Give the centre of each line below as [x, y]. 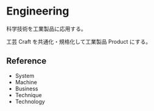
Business [26, 89]
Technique [28, 95]
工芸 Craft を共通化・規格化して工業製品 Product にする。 [79, 41]
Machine [26, 82]
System [25, 76]
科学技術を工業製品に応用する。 [46, 29]
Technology [30, 101]
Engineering [38, 11]
